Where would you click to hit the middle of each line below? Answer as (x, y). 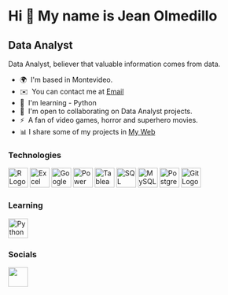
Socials (22, 254)
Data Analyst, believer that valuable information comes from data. (114, 64)
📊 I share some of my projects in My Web (87, 132)
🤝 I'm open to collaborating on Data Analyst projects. (106, 111)
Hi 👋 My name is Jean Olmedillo (113, 16)
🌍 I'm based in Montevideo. (66, 79)
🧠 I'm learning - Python (58, 103)
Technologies (35, 155)
